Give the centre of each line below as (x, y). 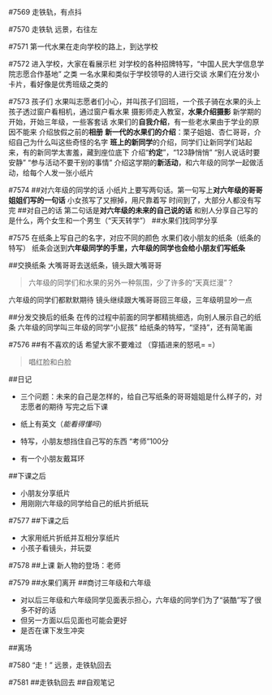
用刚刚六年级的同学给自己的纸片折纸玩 (84, 503)
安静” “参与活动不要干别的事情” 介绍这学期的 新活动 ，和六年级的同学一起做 (133, 162)
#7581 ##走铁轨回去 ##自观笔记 (62, 682)
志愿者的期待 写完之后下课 (64, 407)
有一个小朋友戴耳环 (52, 459)
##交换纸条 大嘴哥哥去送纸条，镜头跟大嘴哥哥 (85, 265)
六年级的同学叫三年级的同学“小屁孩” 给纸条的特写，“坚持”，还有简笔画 (135, 327)
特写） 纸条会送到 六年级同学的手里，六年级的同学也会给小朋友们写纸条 (127, 248)
